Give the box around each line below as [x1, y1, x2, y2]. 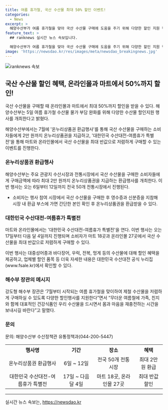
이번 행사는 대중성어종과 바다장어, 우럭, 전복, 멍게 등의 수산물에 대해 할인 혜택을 [5, 250, 160, 256]
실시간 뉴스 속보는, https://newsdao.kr [5, 399, 81, 405]
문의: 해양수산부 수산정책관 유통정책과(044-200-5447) [5, 333, 113, 339]
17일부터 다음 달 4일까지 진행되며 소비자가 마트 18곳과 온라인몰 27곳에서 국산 [5, 233, 155, 239]
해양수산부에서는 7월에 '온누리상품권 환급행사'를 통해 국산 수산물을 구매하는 [5, 126, 152, 132]
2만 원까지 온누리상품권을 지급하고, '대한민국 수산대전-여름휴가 [22, 132, 145, 138]
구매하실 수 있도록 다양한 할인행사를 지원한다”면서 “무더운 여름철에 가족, [10, 295, 150, 301]
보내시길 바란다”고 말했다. [5, 307, 55, 313]
